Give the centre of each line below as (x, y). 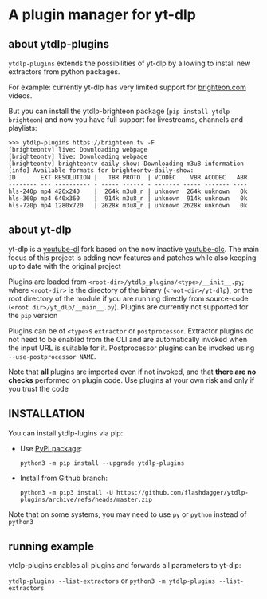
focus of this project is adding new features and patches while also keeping (132, 258)
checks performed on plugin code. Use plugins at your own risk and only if (132, 380)
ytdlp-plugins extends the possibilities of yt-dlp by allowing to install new (130, 63)
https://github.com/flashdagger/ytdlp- (183, 492)
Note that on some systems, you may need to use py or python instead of (128, 514)
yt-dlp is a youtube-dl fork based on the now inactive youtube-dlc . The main (133, 249)
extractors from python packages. (64, 72)
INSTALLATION (47, 414)
